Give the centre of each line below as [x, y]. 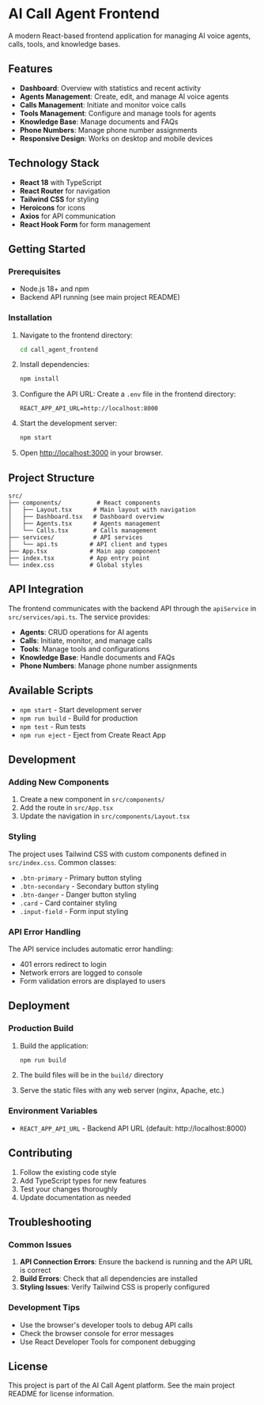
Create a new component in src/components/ [92, 799]
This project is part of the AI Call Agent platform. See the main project [122, 1385]
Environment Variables [53, 1111]
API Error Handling [45, 931]
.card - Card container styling [68, 903]
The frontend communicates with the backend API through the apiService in [132, 608]
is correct [35, 1271]
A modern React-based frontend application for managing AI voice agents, [130, 36]
